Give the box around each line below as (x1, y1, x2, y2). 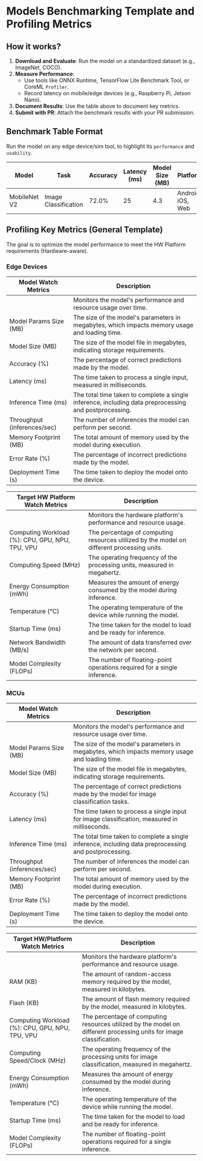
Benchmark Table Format (6, 126, 103, 137)
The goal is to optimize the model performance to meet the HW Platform (6, 241, 186, 248)
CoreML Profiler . (24, 83, 69, 90)
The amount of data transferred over (88, 638, 192, 647)
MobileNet (9, 192, 39, 201)
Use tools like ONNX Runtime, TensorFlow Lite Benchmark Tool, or (24, 77, 190, 84)
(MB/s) (9, 645, 29, 654)
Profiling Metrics (6, 17, 92, 31)
